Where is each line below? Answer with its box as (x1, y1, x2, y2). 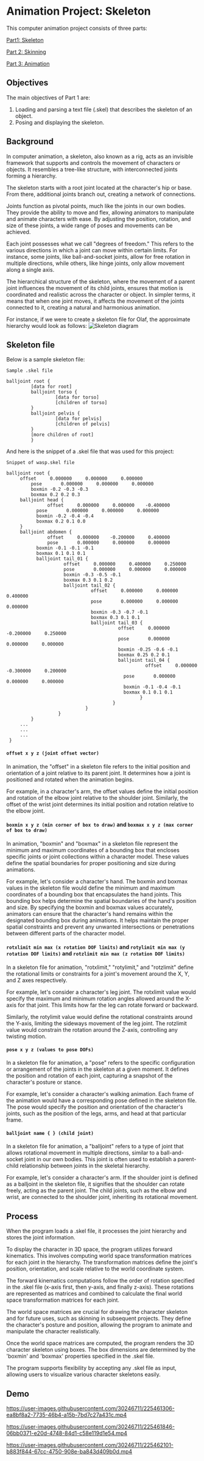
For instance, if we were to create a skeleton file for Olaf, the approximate (6, 316, 191, 323)
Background (6, 136, 54, 147)
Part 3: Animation (6, 60, 50, 67)
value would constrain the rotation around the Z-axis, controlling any (6, 1026, 178, 1033)
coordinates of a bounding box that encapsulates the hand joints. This (6, 890, 181, 898)
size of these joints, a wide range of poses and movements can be (6, 222, 173, 229)
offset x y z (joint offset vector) (6, 750, 99, 756)
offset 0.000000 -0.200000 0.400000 (47, 534, 171, 541)
